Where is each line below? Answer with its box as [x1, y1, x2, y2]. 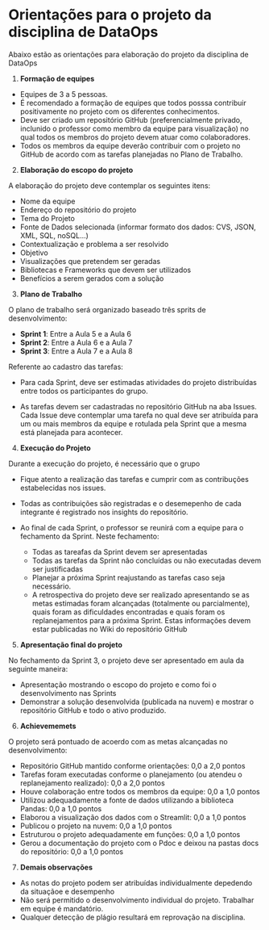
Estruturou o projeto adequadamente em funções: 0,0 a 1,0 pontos [19, 829, 241, 839]
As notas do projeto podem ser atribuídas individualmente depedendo [19, 878, 253, 887]
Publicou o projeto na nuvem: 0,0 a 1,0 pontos [19, 821, 172, 831]
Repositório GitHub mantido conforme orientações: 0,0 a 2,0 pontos [19, 760, 246, 770]
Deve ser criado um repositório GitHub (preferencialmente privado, [19, 115, 243, 124]
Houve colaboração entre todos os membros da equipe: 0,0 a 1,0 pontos [19, 786, 260, 796]
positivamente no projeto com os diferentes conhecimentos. [19, 107, 220, 116]
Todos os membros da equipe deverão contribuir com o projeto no [19, 140, 241, 150]
